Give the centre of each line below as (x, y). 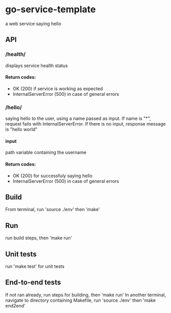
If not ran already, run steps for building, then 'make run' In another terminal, (86, 295)
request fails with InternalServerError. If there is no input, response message (86, 124)
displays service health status (36, 66)
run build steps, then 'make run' (39, 238)
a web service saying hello (33, 24)
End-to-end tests (33, 283)
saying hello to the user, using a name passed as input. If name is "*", (78, 118)
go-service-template (51, 9)
